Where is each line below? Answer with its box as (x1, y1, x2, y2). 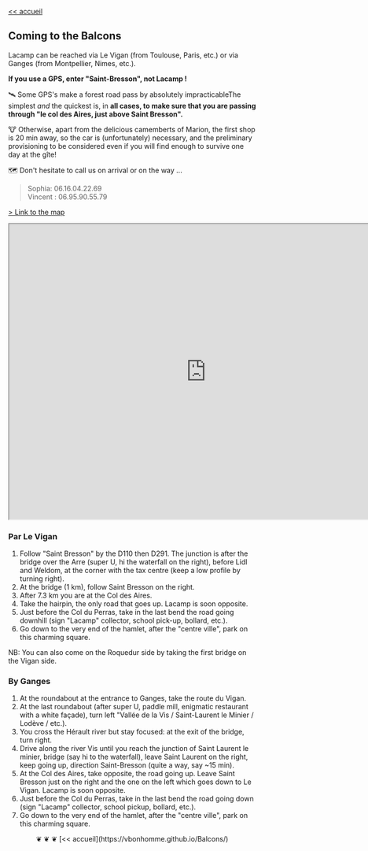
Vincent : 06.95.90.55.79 (27, 192, 108, 202)
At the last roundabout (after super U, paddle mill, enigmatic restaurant (19, 702, 249, 712)
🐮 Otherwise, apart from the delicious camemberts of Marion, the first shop (8, 124, 256, 134)
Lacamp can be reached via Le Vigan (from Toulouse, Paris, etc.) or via (8, 50, 238, 60)
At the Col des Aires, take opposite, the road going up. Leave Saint (19, 769, 236, 779)
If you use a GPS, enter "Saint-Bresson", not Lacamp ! (8, 74, 187, 83)
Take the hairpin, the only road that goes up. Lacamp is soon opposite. (19, 599, 248, 609)
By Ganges (8, 676, 51, 687)
